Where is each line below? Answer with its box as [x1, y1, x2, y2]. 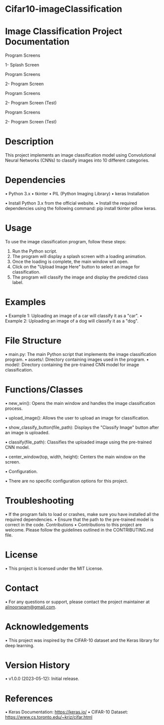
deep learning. [5, 642, 34, 648]
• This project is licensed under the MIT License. [5, 565, 104, 571]
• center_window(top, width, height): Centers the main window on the [5, 454, 146, 460]
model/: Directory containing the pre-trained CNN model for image [5, 361, 140, 368]
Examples [5, 297, 46, 308]
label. [12, 279, 23, 285]
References [5, 693, 53, 704]
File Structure [5, 335, 62, 346]
